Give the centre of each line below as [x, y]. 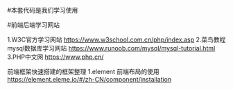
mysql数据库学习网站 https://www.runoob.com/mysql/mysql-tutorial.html [111, 48]
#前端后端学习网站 [34, 25]
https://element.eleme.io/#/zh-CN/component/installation [89, 79]
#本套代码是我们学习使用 [43, 10]
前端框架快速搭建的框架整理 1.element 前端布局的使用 [83, 72]
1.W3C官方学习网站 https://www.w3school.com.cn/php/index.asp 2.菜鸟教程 [116, 39]
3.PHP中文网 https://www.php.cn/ [55, 57]
